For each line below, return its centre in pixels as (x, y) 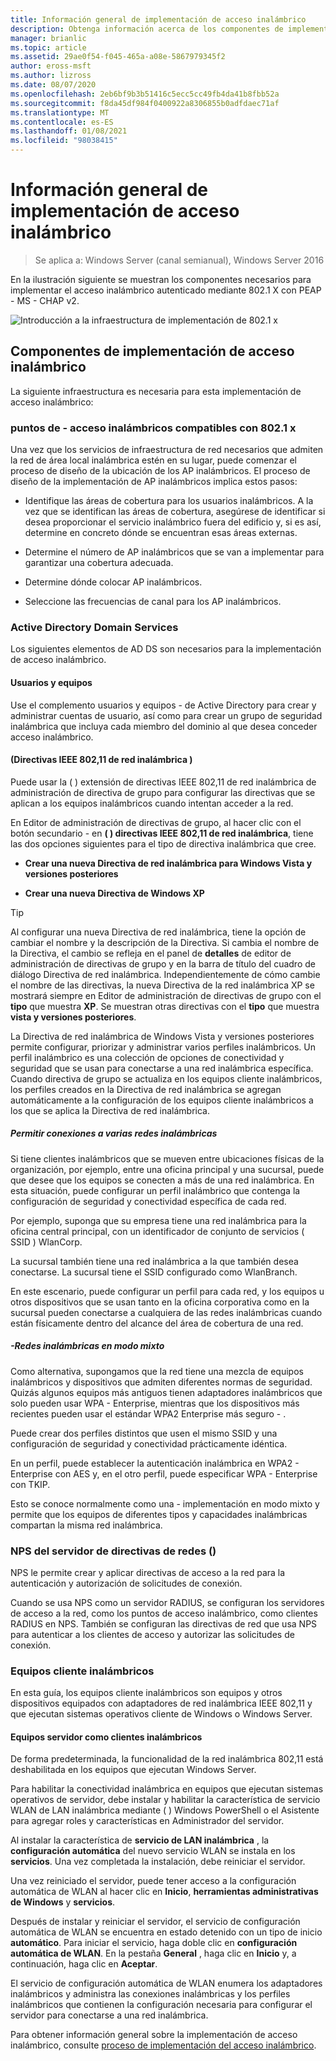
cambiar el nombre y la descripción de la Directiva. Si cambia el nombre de (165, 942)
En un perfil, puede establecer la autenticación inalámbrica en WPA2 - (155, 1463)
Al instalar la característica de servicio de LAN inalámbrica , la (140, 1840)
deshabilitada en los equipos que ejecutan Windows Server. (133, 1770)
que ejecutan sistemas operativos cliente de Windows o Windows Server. (161, 1714)
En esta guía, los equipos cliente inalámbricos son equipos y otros (146, 1693)
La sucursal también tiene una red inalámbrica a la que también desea (154, 1261)
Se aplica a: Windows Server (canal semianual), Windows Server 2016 (179, 260)
